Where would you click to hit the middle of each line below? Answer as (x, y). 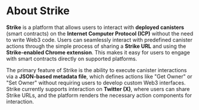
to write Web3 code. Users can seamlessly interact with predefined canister (99, 40)
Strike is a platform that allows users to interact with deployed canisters (95, 27)
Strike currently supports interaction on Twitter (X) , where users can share (98, 89)
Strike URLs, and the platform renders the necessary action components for (99, 95)
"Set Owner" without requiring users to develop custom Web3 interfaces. (96, 82)
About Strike (38, 11)
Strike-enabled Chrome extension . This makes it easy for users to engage (98, 52)
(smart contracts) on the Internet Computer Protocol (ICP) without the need (100, 33)
